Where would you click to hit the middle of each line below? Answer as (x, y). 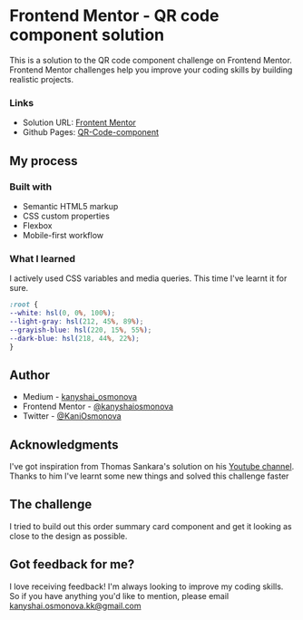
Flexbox (37, 225)
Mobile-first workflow (63, 235)
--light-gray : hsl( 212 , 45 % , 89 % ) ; (77, 321)
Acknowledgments (64, 445)
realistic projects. (42, 79)
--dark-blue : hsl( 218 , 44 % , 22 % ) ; (75, 338)
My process (44, 161)
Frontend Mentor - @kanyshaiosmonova (98, 407)
